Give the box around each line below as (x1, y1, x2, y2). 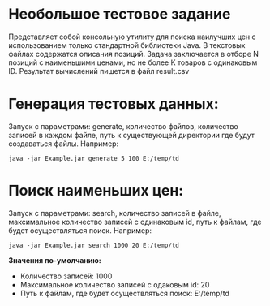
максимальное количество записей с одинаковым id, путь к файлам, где (8, 217, 262, 226)
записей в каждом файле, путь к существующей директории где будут (8, 130, 255, 140)
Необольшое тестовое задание (8, 5, 231, 24)
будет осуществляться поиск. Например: (8, 225, 152, 235)
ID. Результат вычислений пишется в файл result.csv (8, 66, 190, 75)
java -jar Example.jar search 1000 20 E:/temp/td (8, 241, 180, 249)
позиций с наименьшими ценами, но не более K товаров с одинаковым (8, 58, 258, 67)
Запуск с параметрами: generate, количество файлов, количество (8, 121, 239, 131)
